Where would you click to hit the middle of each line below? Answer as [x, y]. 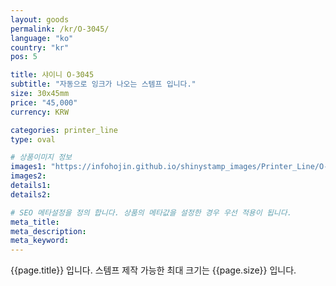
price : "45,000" [44, 102]
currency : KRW [40, 112]
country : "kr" [40, 47]
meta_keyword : [40, 241]
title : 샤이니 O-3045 [52, 75]
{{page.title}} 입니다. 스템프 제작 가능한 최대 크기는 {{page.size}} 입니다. [153, 270]
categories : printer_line [64, 130]
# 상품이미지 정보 [41, 157]
